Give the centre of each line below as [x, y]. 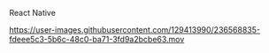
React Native [32, 13]
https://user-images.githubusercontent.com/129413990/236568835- [135, 30]
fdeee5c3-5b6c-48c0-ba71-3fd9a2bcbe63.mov [97, 39]
